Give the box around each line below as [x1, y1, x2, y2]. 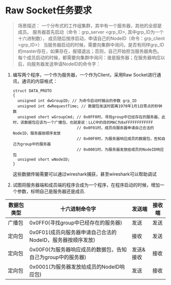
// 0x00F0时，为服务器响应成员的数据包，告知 [76, 136, 162, 141]
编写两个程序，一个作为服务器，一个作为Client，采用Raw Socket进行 [12, 72, 157, 78]
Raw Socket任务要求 [5, 5, 92, 16]
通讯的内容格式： [21, 78, 58, 84]
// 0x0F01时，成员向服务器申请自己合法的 [76, 125, 154, 130]
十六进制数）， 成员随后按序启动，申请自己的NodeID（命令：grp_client [17, 35, 165, 41]
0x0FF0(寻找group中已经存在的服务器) [29, 219, 123, 226]
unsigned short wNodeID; [17, 157, 70, 162]
